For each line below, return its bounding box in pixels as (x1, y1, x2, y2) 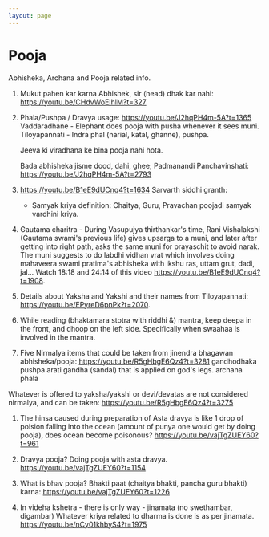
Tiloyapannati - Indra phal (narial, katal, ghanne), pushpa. (19, 129, 210, 139)
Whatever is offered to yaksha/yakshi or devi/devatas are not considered (8, 389, 249, 398)
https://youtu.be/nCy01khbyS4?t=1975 (19, 519, 147, 529)
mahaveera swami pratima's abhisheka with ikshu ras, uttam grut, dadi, (19, 258, 255, 268)
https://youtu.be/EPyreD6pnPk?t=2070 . (19, 299, 151, 309)
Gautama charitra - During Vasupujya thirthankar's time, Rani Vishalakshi (19, 224, 260, 234)
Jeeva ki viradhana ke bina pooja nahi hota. (19, 145, 163, 155)
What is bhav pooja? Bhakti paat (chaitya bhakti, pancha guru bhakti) (19, 478, 247, 488)
